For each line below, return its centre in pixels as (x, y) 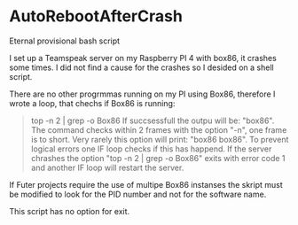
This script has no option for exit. (70, 211)
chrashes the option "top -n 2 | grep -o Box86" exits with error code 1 (158, 158)
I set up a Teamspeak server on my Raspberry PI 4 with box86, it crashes (143, 58)
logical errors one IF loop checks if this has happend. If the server (151, 149)
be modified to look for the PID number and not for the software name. (138, 194)
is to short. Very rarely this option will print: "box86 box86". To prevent (160, 139)
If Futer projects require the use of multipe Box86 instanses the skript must (146, 184)
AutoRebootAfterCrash (96, 16)
